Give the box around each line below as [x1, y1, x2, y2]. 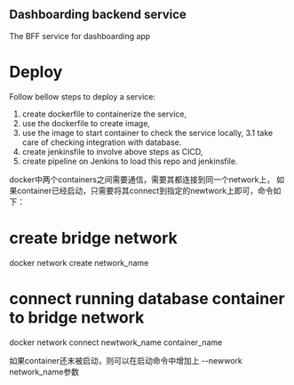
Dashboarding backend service [9, 7, 187, 22]
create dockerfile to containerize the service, [21, 108, 187, 119]
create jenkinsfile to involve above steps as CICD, [21, 146, 203, 156]
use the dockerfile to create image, [21, 117, 151, 128]
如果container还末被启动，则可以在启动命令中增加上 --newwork [9, 355, 242, 365]
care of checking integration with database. [21, 137, 182, 148]
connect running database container [9, 288, 286, 309]
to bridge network [9, 307, 145, 327]
